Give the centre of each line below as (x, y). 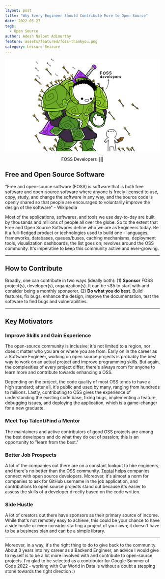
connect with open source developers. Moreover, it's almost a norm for (77, 476)
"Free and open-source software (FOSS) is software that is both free (74, 186)
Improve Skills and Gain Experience (48, 335)
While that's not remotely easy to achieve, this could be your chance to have (82, 520)
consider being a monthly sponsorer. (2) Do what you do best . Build (74, 291)
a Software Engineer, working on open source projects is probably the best (81, 357)
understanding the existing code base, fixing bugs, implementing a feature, (81, 398)
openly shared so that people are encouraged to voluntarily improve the (78, 202)
